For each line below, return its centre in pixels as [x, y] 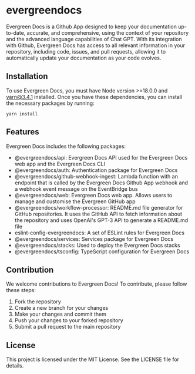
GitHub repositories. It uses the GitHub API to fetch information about [98, 214]
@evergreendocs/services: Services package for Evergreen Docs [94, 239]
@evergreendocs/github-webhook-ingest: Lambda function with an [96, 176]
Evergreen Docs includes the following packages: [66, 146]
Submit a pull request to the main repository [68, 327]
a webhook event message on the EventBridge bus [76, 188]
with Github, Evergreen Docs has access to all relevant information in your [95, 45]
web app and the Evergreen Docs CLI [60, 164]
